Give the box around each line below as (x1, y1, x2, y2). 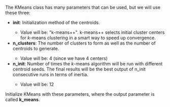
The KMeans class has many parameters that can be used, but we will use (5, 5, 161, 10)
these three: (5, 10, 30, 16)
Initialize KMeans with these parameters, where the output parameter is (5, 91, 155, 97)
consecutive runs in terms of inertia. (12, 72, 89, 78)
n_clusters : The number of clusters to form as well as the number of (12, 40, 156, 46)
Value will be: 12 (20, 81, 54, 87)
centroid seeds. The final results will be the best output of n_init (12, 66, 146, 72)
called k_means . (5, 96, 40, 102)
